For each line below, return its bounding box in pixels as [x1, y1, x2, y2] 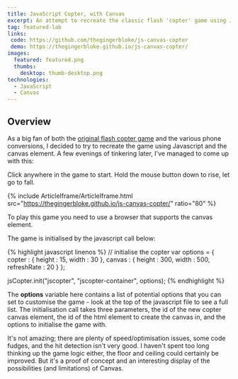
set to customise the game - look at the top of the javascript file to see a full [7, 298, 229, 306]
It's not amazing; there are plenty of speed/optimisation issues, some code [7, 334, 226, 342]
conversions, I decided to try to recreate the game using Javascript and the [7, 141, 227, 150]
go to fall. [7, 177, 35, 186]
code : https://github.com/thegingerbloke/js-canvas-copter [10, 37, 189, 44]
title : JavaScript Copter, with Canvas [7, 10, 125, 18]
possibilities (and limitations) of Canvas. [7, 363, 124, 372]
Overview [7, 115, 52, 127]
